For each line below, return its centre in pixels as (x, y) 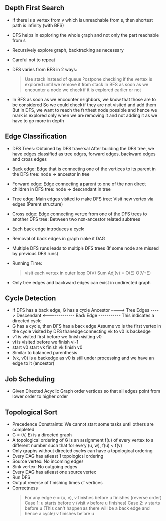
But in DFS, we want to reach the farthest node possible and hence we (84, 110)
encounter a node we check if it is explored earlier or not (83, 90)
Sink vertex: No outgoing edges (45, 467)
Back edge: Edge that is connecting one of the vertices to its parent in (84, 169)
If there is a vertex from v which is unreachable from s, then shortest (83, 20)
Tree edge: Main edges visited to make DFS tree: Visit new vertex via (83, 199)
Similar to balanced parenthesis (45, 353)
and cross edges (30, 159)
